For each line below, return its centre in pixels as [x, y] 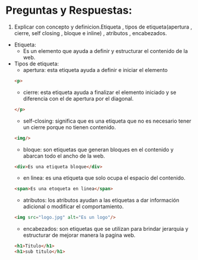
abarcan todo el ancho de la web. [64, 156]
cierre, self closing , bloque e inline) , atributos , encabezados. [90, 33]
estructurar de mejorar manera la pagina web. [79, 235]
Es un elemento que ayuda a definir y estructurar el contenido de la [106, 51]
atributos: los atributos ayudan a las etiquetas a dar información [101, 201]
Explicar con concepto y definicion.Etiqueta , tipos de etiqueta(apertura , [103, 27]
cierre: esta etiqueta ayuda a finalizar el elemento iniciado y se [100, 92]
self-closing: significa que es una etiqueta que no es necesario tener [107, 121]
